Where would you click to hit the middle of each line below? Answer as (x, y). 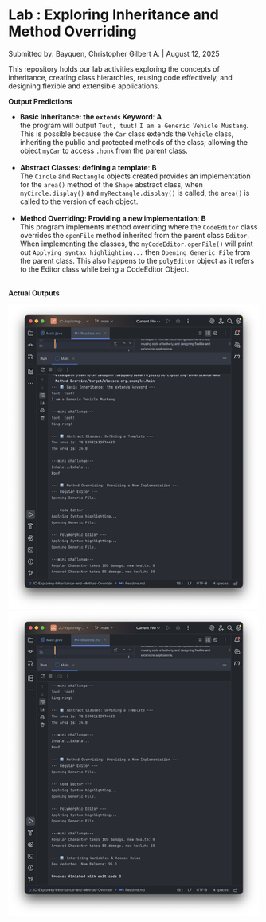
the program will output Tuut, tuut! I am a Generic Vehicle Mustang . (134, 125)
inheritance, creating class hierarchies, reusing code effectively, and (120, 77)
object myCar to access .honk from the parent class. (104, 150)
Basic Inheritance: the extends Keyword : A (91, 116)
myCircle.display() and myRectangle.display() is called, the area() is (135, 193)
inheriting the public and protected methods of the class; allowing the (134, 142)
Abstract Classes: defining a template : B (88, 167)
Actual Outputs (34, 293)
